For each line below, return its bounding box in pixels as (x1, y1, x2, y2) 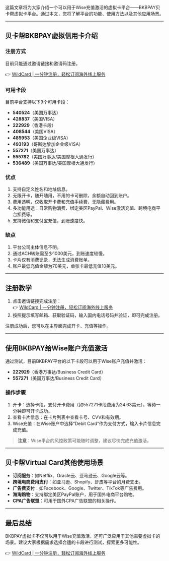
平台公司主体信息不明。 (12, 244, 61, 250)
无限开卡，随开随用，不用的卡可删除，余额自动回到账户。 (12, 193, 132, 199)
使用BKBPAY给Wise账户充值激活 (5, 344, 108, 352)
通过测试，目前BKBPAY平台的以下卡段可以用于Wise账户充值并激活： (5, 358, 147, 364)
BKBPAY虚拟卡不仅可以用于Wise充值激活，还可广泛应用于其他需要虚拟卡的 (5, 533, 160, 539)
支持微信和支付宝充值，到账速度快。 (12, 218, 88, 224)
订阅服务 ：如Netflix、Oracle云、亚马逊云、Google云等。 (12, 473, 130, 479)
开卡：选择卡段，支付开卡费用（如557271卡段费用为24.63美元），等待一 (12, 401, 161, 407)
